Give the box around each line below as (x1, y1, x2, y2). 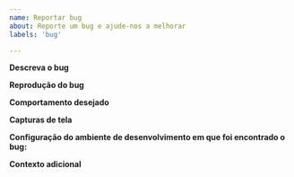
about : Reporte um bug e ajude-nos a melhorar (9, 22, 186, 31)
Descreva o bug (9, 62, 69, 73)
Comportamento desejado (9, 97, 109, 108)
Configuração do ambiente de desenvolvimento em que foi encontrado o (9, 132, 285, 143)
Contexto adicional (9, 159, 82, 170)
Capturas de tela (9, 114, 73, 126)
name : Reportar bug (9, 13, 82, 22)
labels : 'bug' (9, 30, 63, 39)
